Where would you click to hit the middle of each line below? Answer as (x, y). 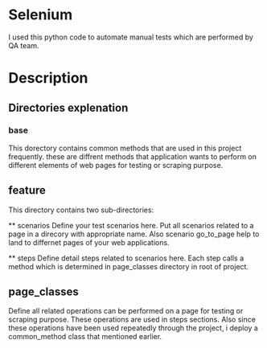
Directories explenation (68, 107)
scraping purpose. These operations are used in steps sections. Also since (132, 320)
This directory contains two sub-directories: (81, 210)
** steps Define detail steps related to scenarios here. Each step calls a (126, 258)
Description (48, 78)
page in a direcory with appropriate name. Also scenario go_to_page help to (134, 234)
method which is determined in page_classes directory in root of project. (129, 266)
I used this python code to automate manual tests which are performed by (131, 37)
